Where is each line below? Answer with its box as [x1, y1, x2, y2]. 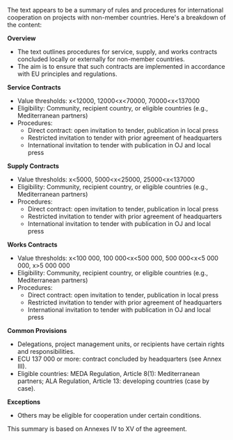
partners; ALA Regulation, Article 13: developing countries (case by [17, 377, 210, 385]
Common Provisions [7, 327, 67, 334]
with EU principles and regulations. [17, 70, 118, 78]
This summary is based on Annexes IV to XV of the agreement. [7, 425, 188, 433]
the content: [7, 21, 42, 28]
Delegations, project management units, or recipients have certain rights [17, 340, 225, 348]
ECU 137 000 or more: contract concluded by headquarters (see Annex [17, 355, 222, 363]
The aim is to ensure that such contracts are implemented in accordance [17, 63, 226, 70]
